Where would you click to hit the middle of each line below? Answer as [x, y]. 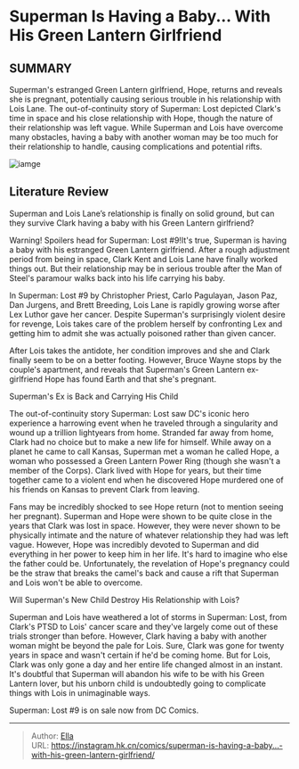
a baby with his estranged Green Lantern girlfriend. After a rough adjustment [149, 249]
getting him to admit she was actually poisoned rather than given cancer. [143, 333]
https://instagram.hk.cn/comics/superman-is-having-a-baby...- [167, 745]
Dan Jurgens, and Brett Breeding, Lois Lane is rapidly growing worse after [145, 304]
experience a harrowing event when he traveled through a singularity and [144, 423]
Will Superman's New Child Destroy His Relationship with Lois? [125, 599]
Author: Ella [52, 736]
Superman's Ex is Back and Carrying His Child [94, 396]
